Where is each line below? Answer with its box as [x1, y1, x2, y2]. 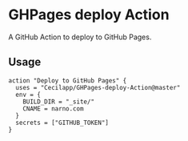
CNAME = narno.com [22, 104, 84, 113]
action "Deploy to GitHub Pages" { [8, 76, 127, 85]
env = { [15, 91, 42, 99]
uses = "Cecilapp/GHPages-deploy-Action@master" [15, 83, 181, 91]
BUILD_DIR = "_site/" [22, 98, 94, 106]
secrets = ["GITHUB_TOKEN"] [15, 119, 110, 127]
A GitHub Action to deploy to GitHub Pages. [8, 32, 152, 42]
